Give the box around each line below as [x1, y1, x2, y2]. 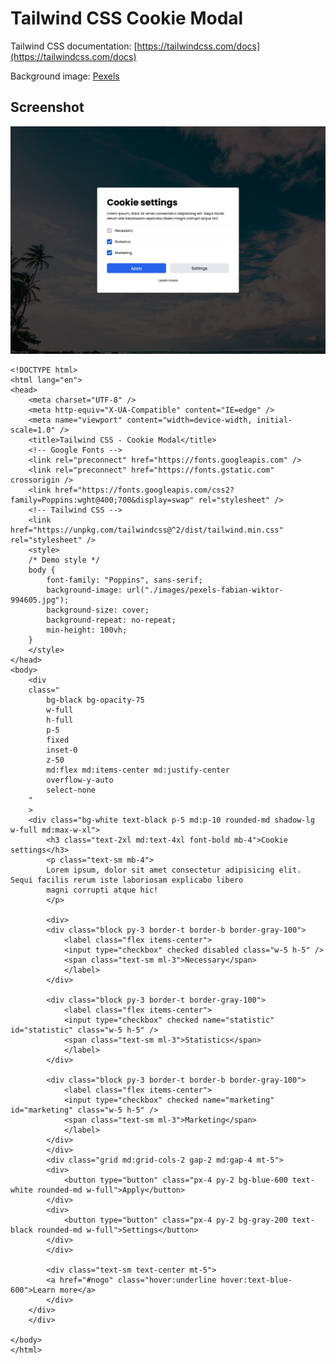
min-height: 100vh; [46, 625, 128, 636]
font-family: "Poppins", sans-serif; [46, 575, 203, 586]
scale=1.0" [10, 425, 56, 436]
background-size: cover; [46, 605, 150, 616]
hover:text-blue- [220, 1275, 293, 1286]
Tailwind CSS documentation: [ [10, 40, 138, 52]
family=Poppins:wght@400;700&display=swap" [10, 495, 195, 506]
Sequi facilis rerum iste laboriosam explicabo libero [10, 875, 244, 886]
